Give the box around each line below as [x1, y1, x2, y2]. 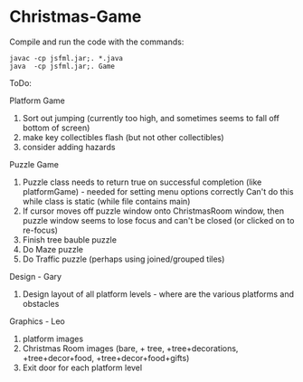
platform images [22, 333, 84, 344]
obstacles [22, 298, 60, 309]
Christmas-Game [9, 6, 142, 27]
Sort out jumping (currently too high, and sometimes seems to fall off [22, 112, 280, 123]
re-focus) [22, 224, 59, 235]
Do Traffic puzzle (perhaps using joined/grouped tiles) [22, 253, 225, 264]
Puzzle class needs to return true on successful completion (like [22, 177, 262, 187]
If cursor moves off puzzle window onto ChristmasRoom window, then [22, 205, 285, 216]
